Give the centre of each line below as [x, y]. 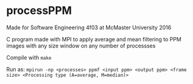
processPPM [39, 11]
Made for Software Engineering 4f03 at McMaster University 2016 [89, 27]
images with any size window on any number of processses [81, 46]
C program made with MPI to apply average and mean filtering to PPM [94, 39]
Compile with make [29, 57]
